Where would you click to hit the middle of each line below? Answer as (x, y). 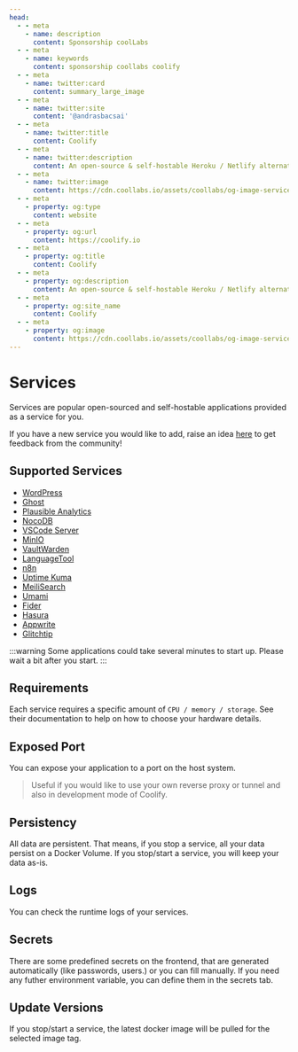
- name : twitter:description (79, 157)
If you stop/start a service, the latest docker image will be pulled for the (140, 1029)
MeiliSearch (44, 587)
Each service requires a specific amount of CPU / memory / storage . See (141, 709)
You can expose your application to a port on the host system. (123, 768)
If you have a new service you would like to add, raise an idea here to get (143, 433)
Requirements (49, 688)
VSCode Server (51, 530)
